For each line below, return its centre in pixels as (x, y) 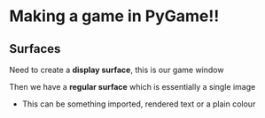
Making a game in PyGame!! (114, 16)
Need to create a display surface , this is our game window (117, 70)
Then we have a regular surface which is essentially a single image (132, 87)
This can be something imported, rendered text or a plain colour (139, 104)
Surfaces (35, 49)
